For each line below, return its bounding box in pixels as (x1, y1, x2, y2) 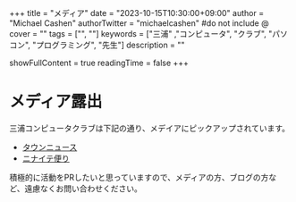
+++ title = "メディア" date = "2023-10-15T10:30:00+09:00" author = (9, 8, 265, 18)
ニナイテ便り (21, 153, 70, 164)
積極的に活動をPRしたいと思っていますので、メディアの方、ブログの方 (9, 172, 269, 182)
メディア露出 (9, 92, 103, 112)
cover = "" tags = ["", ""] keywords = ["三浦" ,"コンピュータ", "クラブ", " (9, 29, 273, 38)
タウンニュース (21, 141, 78, 152)
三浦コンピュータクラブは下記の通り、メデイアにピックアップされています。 (9, 122, 291, 133)
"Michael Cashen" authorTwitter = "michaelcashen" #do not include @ (9, 18, 270, 29)
